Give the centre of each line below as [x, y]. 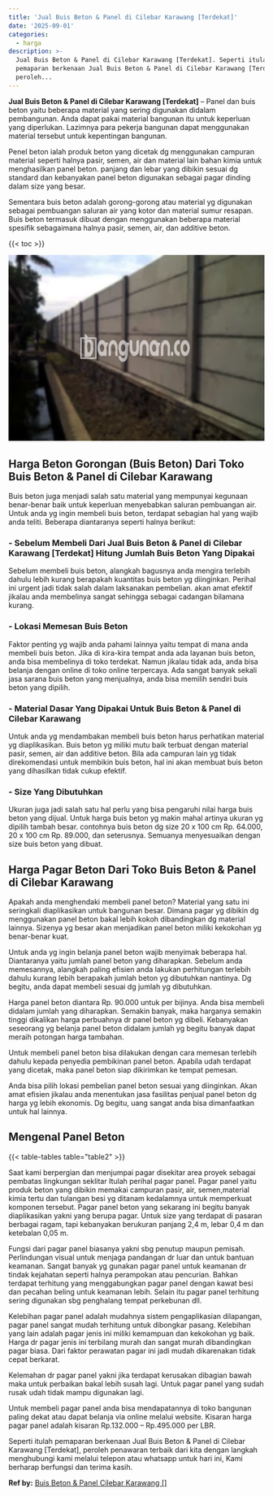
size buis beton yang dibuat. [56, 844]
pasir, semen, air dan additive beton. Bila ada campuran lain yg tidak [123, 753]
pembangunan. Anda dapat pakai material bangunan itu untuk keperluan [129, 119]
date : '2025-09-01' [41, 26]
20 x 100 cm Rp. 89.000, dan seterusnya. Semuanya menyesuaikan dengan [135, 835]
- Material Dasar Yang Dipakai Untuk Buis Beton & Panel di [125, 709]
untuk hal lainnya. [38, 1112]
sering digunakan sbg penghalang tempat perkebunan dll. [105, 1300]
